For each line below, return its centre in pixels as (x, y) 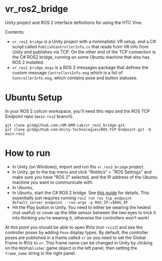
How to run (28, 153)
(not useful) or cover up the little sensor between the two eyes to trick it (84, 212)
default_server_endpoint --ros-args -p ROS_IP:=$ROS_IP (70, 202)
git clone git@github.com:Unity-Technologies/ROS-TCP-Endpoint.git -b (78, 130)
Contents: (15, 32)
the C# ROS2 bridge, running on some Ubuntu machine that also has (81, 57)
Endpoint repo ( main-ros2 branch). (39, 116)
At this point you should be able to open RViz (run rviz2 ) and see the (74, 227)
